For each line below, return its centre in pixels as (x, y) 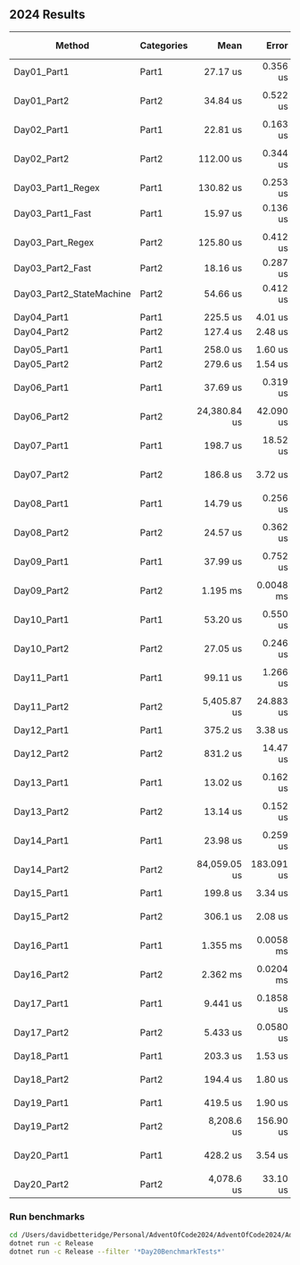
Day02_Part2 (42, 158)
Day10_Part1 (42, 620)
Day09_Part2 (42, 590)
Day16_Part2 (42, 974)
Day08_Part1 (42, 504)
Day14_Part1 (42, 840)
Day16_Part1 (42, 945)
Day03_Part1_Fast (53, 213)
